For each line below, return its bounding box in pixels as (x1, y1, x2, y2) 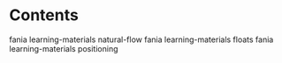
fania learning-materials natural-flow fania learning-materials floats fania (9, 34, 274, 45)
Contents (9, 5, 80, 25)
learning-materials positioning (9, 43, 118, 53)
